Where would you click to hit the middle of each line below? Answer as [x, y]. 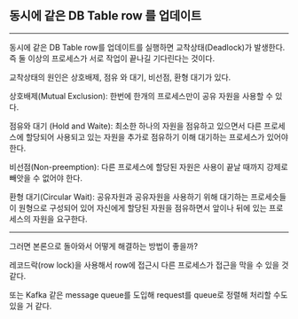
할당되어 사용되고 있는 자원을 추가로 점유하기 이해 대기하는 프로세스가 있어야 [157, 136]
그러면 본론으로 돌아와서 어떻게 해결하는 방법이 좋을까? [103, 245]
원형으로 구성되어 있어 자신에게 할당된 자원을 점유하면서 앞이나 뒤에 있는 [143, 207]
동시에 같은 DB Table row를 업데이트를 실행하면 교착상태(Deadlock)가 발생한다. [147, 47]
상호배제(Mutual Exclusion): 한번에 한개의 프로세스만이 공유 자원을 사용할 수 [141, 96]
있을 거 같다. [31, 306]
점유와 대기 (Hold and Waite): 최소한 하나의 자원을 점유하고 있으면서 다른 [136, 126]
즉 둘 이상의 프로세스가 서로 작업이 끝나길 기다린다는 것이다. [112, 58]
